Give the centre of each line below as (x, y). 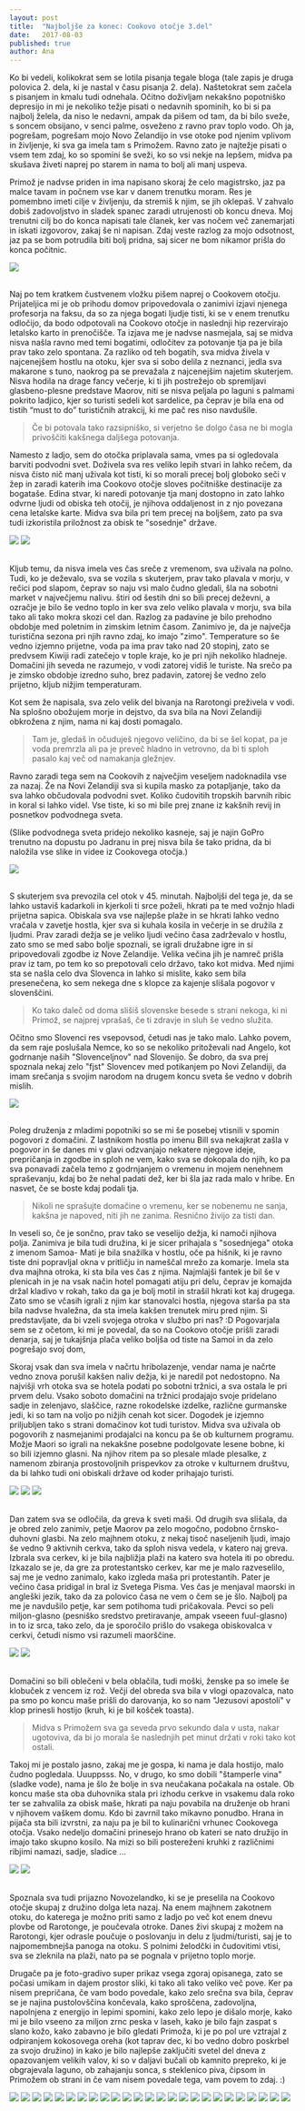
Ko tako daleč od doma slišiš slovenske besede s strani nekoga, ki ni (159, 1010)
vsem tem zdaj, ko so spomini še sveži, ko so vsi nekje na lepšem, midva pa (151, 155)
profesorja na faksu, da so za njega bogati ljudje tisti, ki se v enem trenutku (150, 314)
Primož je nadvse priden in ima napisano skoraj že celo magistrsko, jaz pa (148, 182)
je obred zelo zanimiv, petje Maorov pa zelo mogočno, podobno (128, 1529)
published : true (40, 43)
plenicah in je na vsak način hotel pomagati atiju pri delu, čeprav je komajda (151, 1282)
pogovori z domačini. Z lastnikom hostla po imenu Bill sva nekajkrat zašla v (149, 1140)
